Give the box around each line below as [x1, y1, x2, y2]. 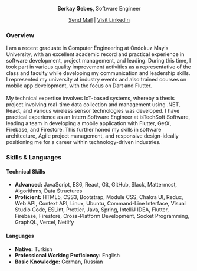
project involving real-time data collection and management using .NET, [6, 101, 180, 108]
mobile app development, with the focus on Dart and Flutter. [6, 82, 152, 89]
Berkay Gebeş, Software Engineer [57, 5, 141, 12]
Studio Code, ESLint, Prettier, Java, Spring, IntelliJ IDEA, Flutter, [14, 206, 169, 213]
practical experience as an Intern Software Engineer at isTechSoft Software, [6, 113, 191, 120]
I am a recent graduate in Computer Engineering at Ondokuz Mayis [6, 44, 169, 52]
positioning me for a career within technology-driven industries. [6, 139, 161, 146]
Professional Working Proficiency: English [14, 252, 120, 259]
